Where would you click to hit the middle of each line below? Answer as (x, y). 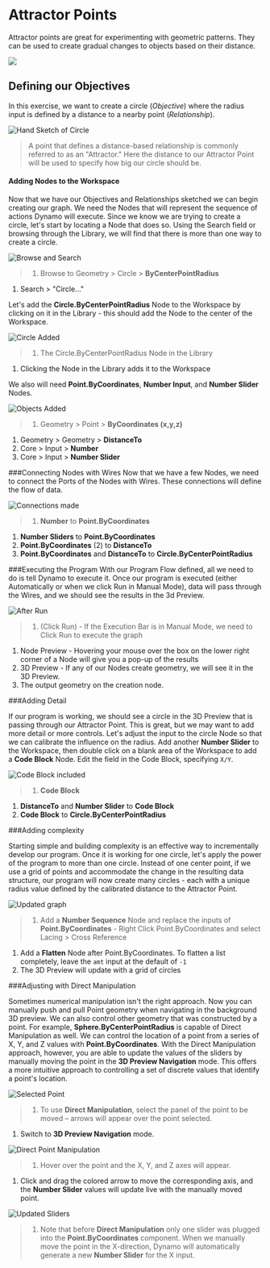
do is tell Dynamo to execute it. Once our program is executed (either (123, 578)
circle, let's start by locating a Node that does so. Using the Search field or (132, 224)
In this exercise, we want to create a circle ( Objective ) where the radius (126, 106)
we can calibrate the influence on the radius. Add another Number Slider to (134, 742)
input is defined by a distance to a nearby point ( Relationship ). (112, 114)
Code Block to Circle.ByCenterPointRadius (93, 814)
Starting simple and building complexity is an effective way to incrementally (134, 846)
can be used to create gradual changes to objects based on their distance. (132, 45)
